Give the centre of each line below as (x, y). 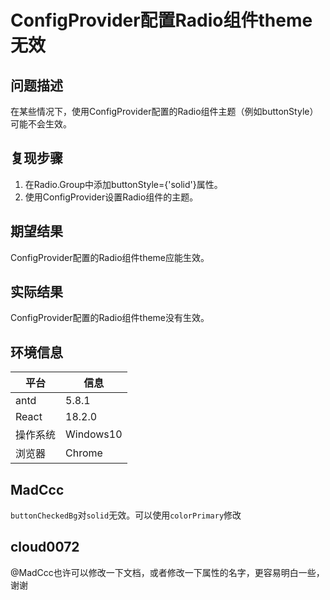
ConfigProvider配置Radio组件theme (161, 20)
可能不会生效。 (41, 124)
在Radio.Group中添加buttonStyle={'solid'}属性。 (123, 184)
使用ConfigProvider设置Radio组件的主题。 (111, 197)
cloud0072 (45, 547)
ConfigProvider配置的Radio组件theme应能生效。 (110, 257)
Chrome (84, 453)
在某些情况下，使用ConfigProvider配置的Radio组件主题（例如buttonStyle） (164, 111)
